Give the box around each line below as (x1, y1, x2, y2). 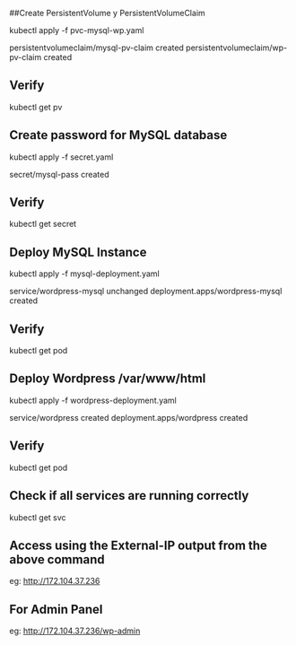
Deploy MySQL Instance (9, 244, 147, 259)
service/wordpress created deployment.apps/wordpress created (9, 412, 248, 423)
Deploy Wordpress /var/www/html (9, 371, 206, 387)
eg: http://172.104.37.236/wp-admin (9, 625, 141, 636)
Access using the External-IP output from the (9, 537, 267, 553)
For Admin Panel (9, 601, 103, 617)
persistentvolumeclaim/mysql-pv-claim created (9, 42, 184, 53)
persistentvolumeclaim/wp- (185, 42, 288, 53)
